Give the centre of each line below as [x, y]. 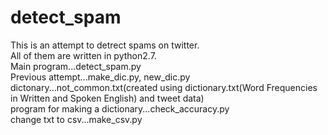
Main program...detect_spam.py [76, 66]
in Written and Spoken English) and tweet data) [107, 98]
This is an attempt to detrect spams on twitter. [105, 45]
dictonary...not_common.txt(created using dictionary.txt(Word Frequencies [164, 87]
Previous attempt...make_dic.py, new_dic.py [100, 77]
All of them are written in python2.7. [83, 55]
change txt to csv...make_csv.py [76, 119]
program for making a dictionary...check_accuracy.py [120, 108]
